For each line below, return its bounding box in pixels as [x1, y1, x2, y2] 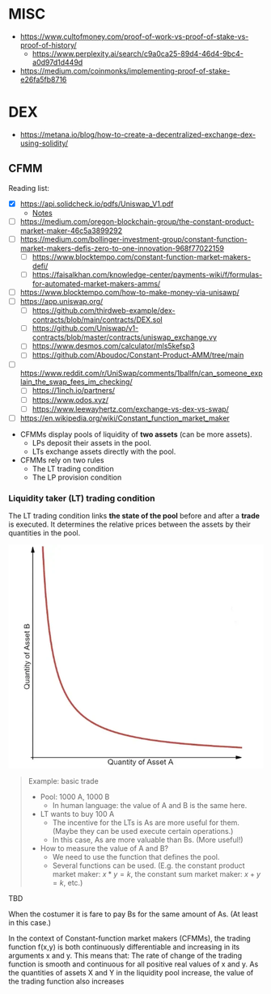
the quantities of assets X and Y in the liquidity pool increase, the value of [8, 967, 254, 977]
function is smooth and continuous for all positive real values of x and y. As [8, 959, 259, 969]
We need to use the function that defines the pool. [52, 852, 220, 861]
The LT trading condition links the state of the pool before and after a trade [8, 510, 260, 520]
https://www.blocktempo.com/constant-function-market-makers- [32, 252, 252, 261]
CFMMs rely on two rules [19, 455, 104, 465]
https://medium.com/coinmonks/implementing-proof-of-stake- [19, 66, 231, 75]
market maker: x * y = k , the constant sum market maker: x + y [52, 869, 261, 878]
